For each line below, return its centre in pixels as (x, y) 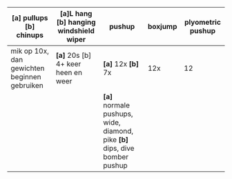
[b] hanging (76, 22)
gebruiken (27, 85)
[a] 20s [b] (74, 55)
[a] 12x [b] (121, 64)
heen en (69, 73)
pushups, (118, 114)
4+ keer (68, 64)
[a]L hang (76, 13)
